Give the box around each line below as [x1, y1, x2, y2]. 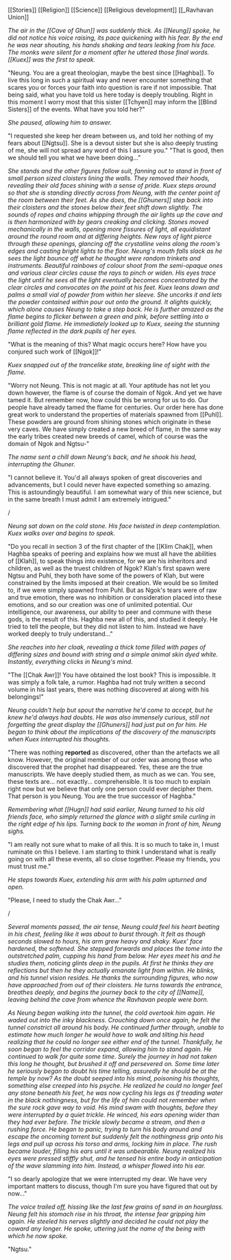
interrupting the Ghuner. [8, 460, 76, 468]
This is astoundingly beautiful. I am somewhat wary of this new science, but [8, 488, 222, 496]
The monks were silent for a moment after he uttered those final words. [8, 48, 210, 56]
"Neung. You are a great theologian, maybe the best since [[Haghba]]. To [8, 69, 215, 77]
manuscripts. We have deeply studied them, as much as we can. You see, [8, 770, 216, 778]
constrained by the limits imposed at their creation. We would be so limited [8, 579, 219, 586]
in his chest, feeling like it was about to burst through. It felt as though [8, 930, 206, 938]
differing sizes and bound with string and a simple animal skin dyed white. [8, 650, 219, 658]
